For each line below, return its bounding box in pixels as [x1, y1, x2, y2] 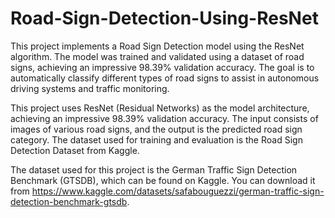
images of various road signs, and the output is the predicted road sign [10, 123, 303, 135]
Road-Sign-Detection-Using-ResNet [10, 7, 319, 30]
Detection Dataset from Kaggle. [10, 144, 140, 156]
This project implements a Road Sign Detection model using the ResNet [10, 40, 305, 52]
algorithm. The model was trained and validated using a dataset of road [10, 50, 305, 62]
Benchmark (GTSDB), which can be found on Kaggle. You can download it [10, 174, 316, 186]
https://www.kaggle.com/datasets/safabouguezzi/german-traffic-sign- [31, 185, 325, 197]
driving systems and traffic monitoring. [10, 82, 170, 94]
